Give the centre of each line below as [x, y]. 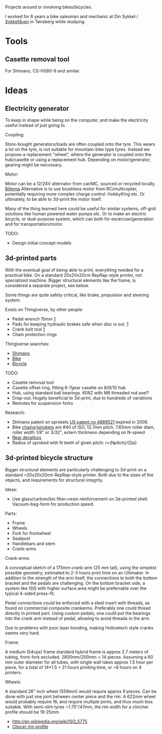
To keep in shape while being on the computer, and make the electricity [77, 120]
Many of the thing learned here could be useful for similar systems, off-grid [81, 208]
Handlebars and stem [34, 543]
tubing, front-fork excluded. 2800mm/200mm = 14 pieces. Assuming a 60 [79, 657]
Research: [15, 412]
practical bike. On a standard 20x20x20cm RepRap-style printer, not [73, 275]
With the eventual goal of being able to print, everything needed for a [74, 270]
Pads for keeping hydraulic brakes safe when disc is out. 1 [70, 324]
